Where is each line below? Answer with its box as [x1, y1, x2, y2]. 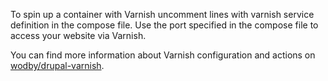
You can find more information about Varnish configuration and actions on [10, 49, 316, 61]
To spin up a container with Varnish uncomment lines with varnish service [10, 9, 315, 20]
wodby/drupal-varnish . [10, 60, 105, 71]
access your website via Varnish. [10, 30, 147, 41]
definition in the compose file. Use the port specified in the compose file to [10, 19, 319, 31]
